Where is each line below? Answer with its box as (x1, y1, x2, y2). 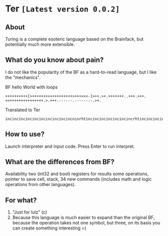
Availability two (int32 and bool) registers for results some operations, (5, 171, 149, 177)
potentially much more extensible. (5, 41, 75, 47)
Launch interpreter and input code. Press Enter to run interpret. (5, 143, 135, 149)
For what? (5, 196, 37, 205)
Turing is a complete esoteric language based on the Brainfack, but (5, 36, 143, 42)
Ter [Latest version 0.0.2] (5, 3, 120, 14)
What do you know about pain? (5, 56, 104, 64)
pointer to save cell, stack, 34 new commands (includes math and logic (5, 176, 152, 182)
